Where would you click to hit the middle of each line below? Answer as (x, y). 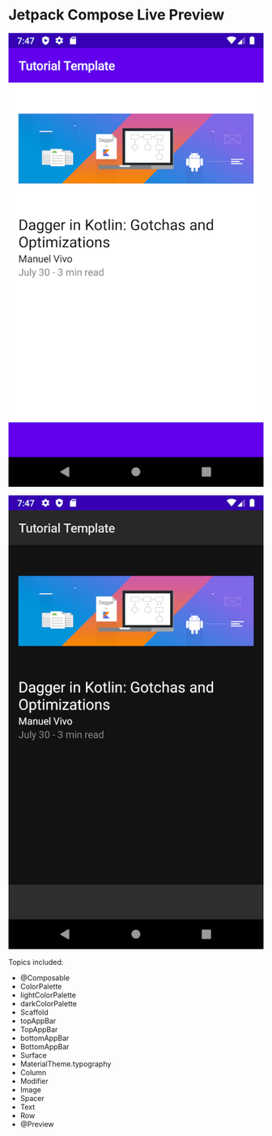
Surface (33, 1055)
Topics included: (36, 962)
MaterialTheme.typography (66, 1064)
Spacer (32, 1098)
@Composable (45, 977)
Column (33, 1072)
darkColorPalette (48, 1003)
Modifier (34, 1081)
